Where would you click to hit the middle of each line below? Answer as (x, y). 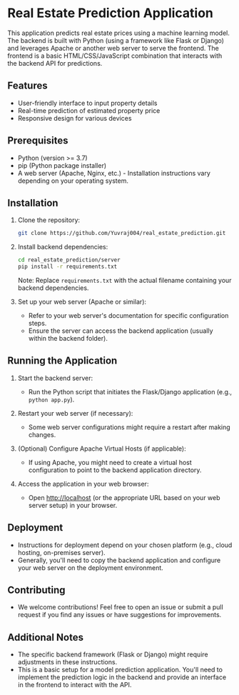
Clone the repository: (49, 220)
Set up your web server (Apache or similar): (82, 302)
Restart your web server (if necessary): (75, 413)
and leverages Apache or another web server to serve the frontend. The (113, 48)
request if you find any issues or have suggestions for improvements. (119, 615)
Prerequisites (38, 141)
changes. (42, 434)
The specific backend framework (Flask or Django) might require (113, 654)
